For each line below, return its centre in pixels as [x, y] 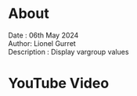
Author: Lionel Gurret [42, 43]
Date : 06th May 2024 [43, 35]
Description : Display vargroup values [68, 52]
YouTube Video [59, 84]
